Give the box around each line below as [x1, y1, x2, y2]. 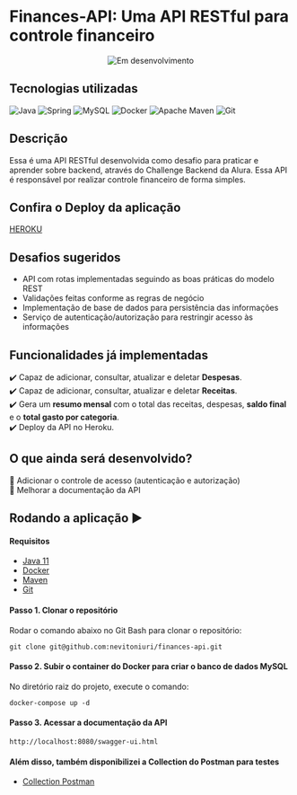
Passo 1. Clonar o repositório [9, 605, 118, 615]
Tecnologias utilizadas [9, 81, 138, 96]
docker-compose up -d [9, 698, 91, 707]
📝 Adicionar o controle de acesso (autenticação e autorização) [9, 474, 240, 486]
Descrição [9, 131, 68, 146]
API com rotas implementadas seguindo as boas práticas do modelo [22, 274, 275, 285]
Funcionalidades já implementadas [9, 348, 209, 363]
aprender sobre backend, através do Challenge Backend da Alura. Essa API [9, 164, 288, 175]
